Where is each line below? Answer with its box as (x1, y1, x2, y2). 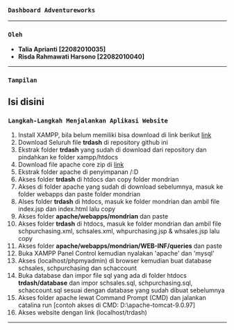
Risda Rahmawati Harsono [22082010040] (17, 52, 145, 61)
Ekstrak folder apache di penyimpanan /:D (17, 168, 139, 176)
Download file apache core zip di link (17, 160, 124, 169)
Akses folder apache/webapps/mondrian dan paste (17, 212, 169, 221)
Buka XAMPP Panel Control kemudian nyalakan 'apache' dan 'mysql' (17, 249, 215, 258)
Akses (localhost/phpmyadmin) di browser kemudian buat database (17, 257, 212, 265)
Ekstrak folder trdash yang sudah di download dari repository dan (17, 146, 207, 154)
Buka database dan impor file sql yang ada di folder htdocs (17, 272, 187, 280)
